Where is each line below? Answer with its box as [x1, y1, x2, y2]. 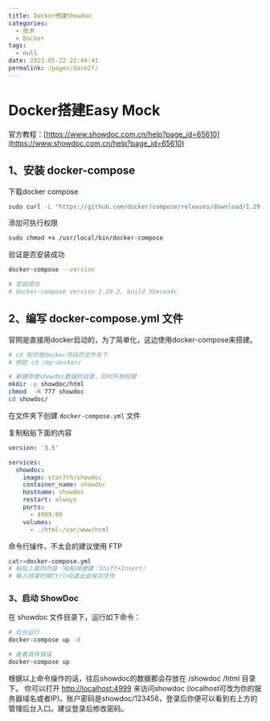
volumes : [22, 518, 52, 526]
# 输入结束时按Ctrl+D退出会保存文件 [8, 572, 115, 580]
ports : [22, 503, 45, 511]
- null [15, 49, 38, 57]
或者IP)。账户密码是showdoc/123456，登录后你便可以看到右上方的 [35, 693, 258, 703]
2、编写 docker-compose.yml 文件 [8, 312, 183, 326]
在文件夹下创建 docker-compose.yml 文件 [8, 411, 141, 420]
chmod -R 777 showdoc [8, 387, 84, 396]
